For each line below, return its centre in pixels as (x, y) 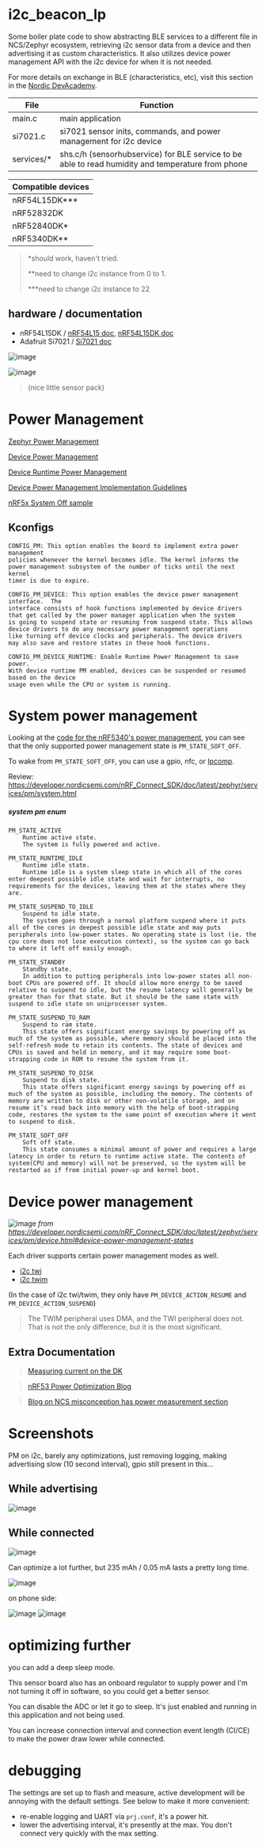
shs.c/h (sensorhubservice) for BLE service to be (151, 154)
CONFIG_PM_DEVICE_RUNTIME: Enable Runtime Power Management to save (123, 657)
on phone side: (32, 1598)
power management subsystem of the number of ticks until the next (122, 567)
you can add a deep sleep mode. (62, 1667)
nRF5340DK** (40, 238)
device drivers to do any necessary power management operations (118, 629)
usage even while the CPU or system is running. (90, 684)
